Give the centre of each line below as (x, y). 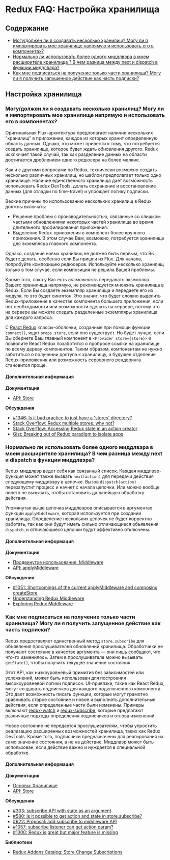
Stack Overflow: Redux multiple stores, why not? (64, 423)
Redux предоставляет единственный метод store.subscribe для (75, 641)
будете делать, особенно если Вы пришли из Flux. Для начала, (74, 259)
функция (15, 476)
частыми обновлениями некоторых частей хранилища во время (83, 222)
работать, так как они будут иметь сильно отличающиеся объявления (82, 524)
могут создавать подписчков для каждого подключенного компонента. (83, 688)
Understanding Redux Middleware (48, 598)
